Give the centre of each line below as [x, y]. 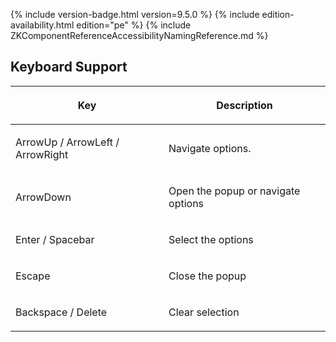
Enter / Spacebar [55, 239]
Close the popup [207, 276]
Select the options [211, 239]
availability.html [42, 25]
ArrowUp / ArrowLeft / [67, 142]
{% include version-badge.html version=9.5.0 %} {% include [135, 14]
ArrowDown [43, 197]
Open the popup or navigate [234, 191]
